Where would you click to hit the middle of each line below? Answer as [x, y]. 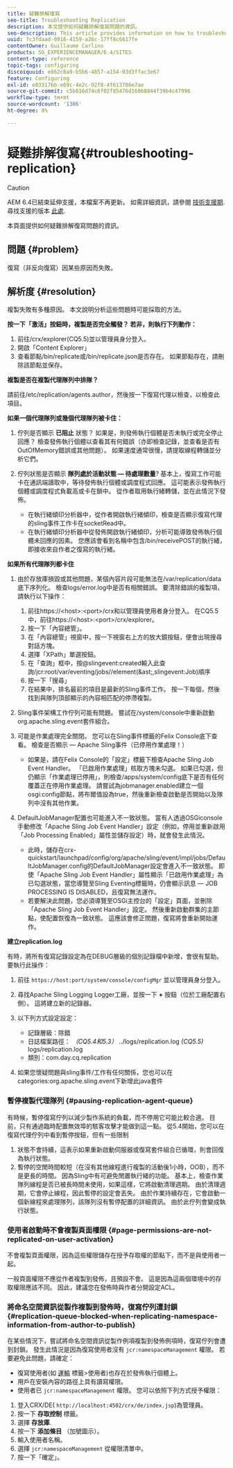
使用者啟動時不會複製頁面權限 [57, 1230]
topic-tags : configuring [43, 65]
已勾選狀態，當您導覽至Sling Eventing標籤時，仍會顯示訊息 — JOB [123, 883]
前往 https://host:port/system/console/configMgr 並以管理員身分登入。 [121, 980]
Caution [18, 188]
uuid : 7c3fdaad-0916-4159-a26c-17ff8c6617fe [72, 40]
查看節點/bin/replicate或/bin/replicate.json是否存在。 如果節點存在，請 [118, 357]
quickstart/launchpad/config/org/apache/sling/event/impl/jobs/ [118, 858]
